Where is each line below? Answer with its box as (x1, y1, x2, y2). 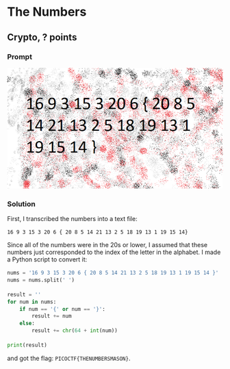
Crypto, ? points (7, 31, 77, 43)
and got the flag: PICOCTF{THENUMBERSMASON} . (7, 354, 131, 362)
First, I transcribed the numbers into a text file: (7, 215, 138, 223)
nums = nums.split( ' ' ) (7, 277, 75, 283)
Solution (7, 199, 36, 209)
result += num (31, 313, 72, 320)
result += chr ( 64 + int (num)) (31, 327, 118, 334)
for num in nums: (7, 298, 57, 305)
